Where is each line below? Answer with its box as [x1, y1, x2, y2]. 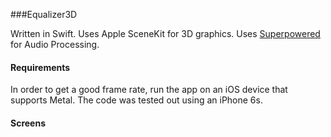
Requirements [10, 61, 71, 73]
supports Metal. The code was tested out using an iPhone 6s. [10, 94, 263, 106]
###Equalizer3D [10, 9, 78, 20]
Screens [10, 117, 46, 129]
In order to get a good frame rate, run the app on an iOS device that [10, 84, 288, 96]
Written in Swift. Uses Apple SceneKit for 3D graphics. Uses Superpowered [10, 28, 321, 39]
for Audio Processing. [10, 39, 100, 50]
